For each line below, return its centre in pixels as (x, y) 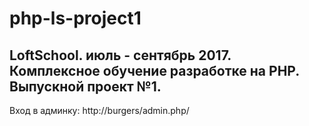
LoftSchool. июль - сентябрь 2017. (120, 55)
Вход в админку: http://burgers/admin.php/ (99, 110)
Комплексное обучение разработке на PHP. (154, 70)
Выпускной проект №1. (85, 86)
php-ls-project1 (75, 18)
